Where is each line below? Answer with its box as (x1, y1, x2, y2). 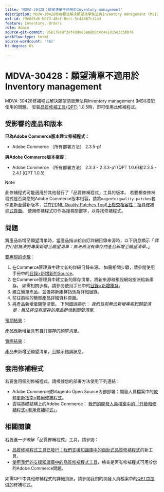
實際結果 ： (5, 338, 27, 344)
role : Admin (5, 25, 29, 30)
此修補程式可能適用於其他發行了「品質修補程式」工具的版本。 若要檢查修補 (5, 190, 156, 195)
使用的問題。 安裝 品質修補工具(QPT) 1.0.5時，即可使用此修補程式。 (5, 104, 140, 110)
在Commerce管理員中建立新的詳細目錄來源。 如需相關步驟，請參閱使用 (12, 264, 155, 270)
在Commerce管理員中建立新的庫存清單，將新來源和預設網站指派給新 (12, 277, 150, 282)
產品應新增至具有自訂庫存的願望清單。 (5, 328, 82, 334)
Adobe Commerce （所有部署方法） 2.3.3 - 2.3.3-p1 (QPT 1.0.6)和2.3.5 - (12, 165, 157, 171)
